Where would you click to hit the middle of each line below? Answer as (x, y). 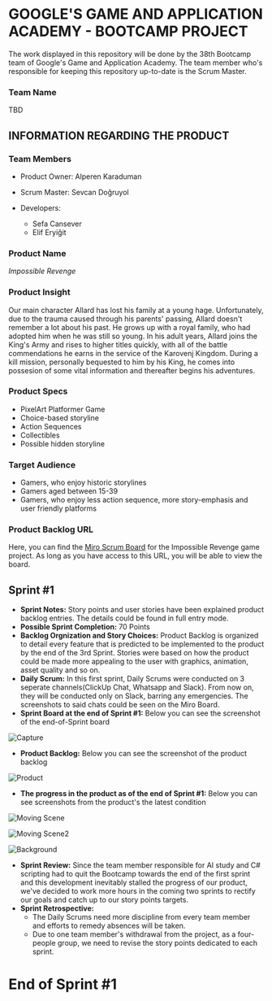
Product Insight (39, 292)
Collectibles (40, 435)
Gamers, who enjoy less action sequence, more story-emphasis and (134, 500)
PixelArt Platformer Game (63, 409)
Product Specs (38, 391)
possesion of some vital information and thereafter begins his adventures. (132, 370)
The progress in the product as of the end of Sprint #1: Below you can (139, 794)
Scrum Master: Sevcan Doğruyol (74, 192)
